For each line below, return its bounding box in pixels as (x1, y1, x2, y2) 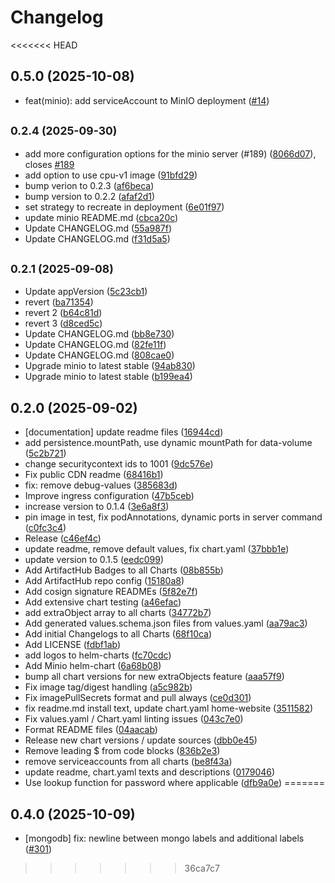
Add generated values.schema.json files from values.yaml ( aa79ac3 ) (24, 617, 308, 630)
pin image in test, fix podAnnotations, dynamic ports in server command (24, 511, 323, 523)
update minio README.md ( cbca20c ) (24, 211, 179, 223)
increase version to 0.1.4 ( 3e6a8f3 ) (24, 501, 170, 513)
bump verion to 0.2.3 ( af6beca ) (24, 179, 155, 191)
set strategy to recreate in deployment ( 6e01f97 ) (24, 201, 225, 213)
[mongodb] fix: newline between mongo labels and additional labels (24, 832, 305, 844)
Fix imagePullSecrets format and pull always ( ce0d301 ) (24, 692, 252, 704)
